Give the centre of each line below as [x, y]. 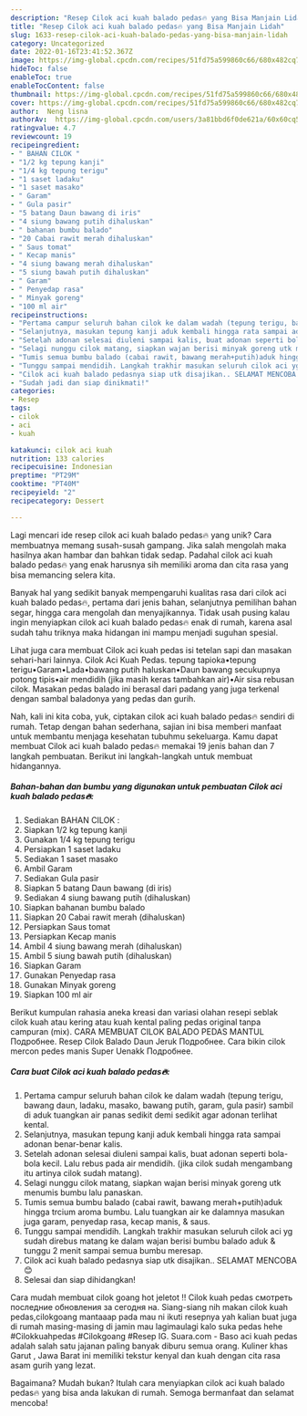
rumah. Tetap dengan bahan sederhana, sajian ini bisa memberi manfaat [146, 726]
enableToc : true [41, 78]
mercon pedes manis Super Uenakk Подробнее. [102, 1051]
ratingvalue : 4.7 [43, 129]
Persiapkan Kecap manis [70, 936]
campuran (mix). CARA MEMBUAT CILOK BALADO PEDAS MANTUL [138, 1031]
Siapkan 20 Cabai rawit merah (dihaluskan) [104, 917]
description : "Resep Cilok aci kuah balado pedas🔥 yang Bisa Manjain [146, 18]
